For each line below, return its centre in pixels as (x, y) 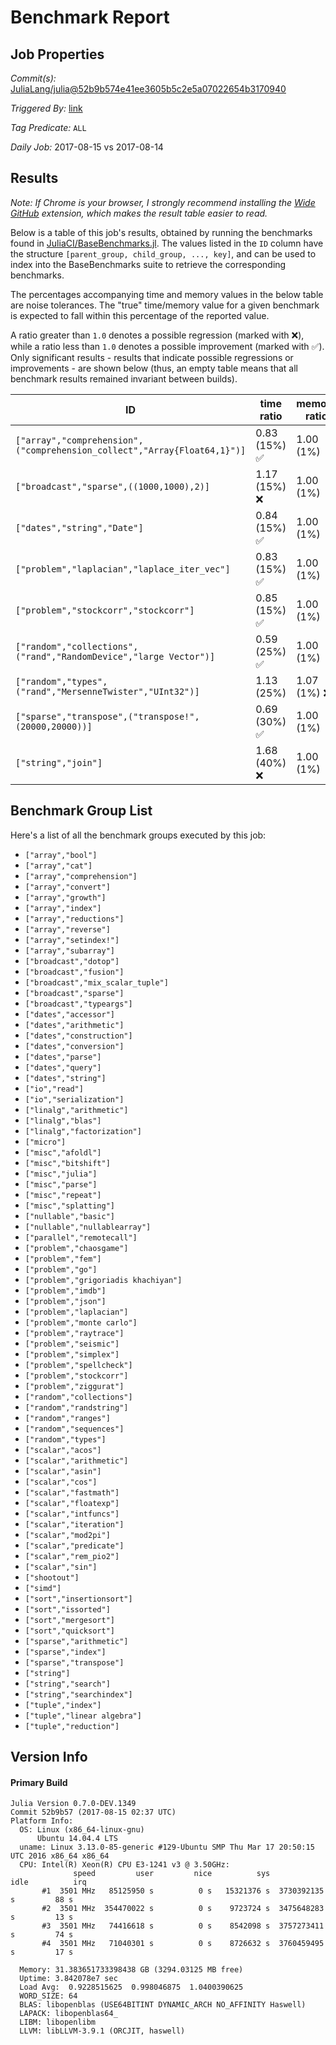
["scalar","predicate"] (74, 1546)
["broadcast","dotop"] (72, 961)
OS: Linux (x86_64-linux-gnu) (82, 1830)
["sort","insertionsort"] (78, 1599)
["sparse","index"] (65, 1652)
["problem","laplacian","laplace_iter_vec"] (123, 569)
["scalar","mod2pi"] (67, 1535)
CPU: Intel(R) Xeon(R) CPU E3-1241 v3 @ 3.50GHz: (124, 1865)
